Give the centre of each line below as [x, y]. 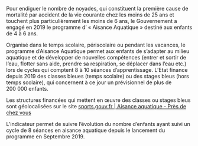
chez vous [19, 112]
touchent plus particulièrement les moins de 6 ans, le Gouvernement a [92, 21]
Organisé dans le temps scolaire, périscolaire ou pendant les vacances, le [96, 45]
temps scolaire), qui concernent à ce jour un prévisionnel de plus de [89, 82]
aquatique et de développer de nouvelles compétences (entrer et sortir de [96, 57]
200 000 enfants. [27, 89]
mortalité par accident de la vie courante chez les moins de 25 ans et [90, 15]
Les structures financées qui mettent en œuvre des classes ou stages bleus [98, 100]
